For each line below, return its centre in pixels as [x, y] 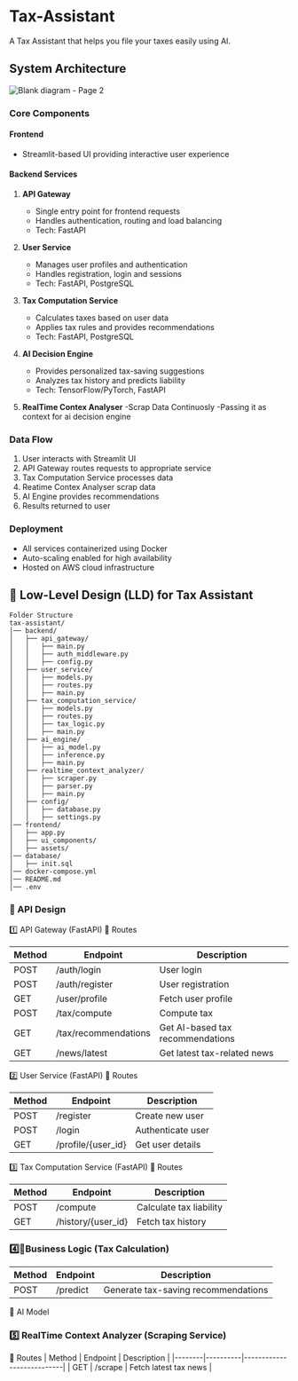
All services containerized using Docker [95, 548]
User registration [194, 984]
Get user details [168, 1144]
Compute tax [186, 1013]
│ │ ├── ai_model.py [55, 747]
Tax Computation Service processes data [98, 477]
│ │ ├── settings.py [55, 817]
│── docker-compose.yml [53, 872]
